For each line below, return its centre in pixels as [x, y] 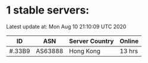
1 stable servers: [48, 10]
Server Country [92, 41]
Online [129, 41]
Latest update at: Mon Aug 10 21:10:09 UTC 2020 [66, 26]
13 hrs [129, 51]
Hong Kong [85, 51]
